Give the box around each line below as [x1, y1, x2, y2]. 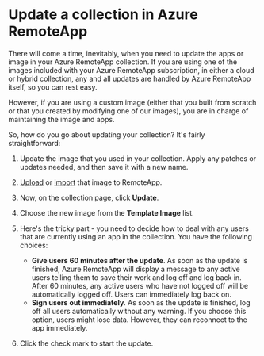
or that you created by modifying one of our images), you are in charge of [8, 105, 249, 116]
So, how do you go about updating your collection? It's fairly [8, 129, 205, 140]
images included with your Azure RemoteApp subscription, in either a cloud [8, 65, 255, 75]
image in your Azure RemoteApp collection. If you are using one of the [8, 57, 238, 67]
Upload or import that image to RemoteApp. [19, 177, 163, 187]
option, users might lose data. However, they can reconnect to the [31, 315, 247, 324]
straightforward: [8, 138, 61, 147]
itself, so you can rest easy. [8, 82, 98, 92]
